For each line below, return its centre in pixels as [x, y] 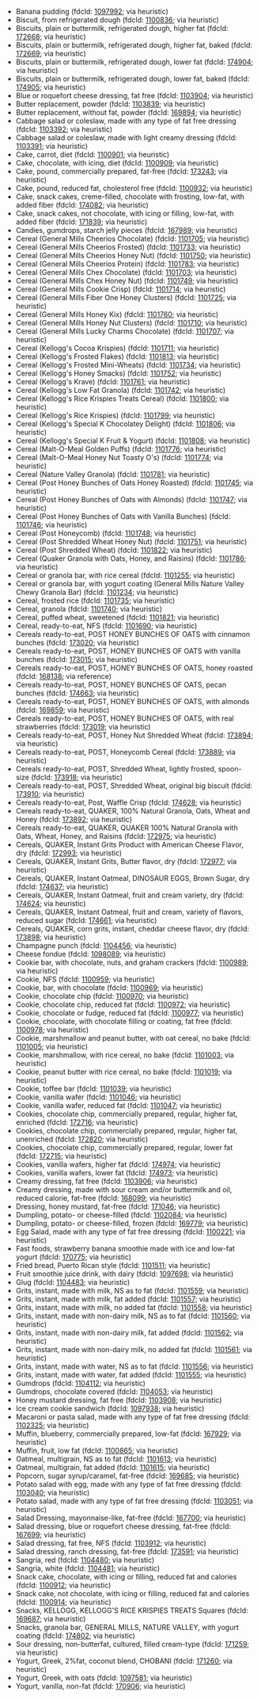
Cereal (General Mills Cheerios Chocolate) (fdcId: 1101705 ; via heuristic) [132, 238]
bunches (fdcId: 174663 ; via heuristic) [78, 693]
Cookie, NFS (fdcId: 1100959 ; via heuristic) [85, 979]
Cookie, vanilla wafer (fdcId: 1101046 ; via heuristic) [98, 1097]
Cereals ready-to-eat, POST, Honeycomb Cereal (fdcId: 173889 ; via [125, 752]
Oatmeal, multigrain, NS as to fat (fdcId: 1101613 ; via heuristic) [116, 1459]
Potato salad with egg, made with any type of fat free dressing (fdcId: [129, 1484]
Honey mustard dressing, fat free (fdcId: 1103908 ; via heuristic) [119, 1400]
